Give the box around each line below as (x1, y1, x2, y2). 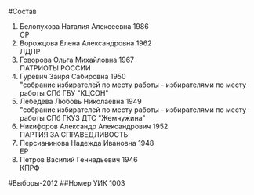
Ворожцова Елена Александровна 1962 (19, 38, 152, 48)
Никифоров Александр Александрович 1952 (19, 121, 169, 131)
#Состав (8, 7, 37, 16)
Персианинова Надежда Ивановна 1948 (19, 139, 154, 147)
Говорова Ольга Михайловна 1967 (19, 55, 135, 64)
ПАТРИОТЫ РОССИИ (19, 63, 92, 73)
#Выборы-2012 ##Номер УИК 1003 (8, 179, 125, 187)
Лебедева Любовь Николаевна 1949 (19, 97, 143, 106)
